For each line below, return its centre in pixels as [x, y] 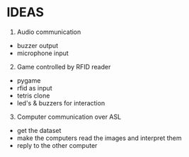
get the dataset [39, 130]
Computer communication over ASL [69, 117]
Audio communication [49, 32]
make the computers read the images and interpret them [99, 138]
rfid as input [34, 88]
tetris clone [33, 95]
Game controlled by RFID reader [64, 66]
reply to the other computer [57, 145]
